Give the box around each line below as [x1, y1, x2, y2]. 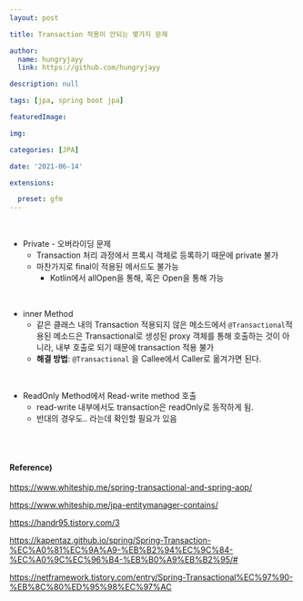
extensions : [9, 178, 55, 188]
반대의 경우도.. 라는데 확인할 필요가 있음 [35, 413, 177, 424]
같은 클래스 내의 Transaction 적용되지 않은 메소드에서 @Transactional [35, 320, 286, 331]
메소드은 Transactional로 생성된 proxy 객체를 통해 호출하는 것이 [53, 331, 280, 341]
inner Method [22, 309, 74, 320]
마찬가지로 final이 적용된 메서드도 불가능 [35, 261, 179, 272]
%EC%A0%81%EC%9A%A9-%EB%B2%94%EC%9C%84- [9, 545, 234, 555]
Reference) [9, 462, 53, 473]
